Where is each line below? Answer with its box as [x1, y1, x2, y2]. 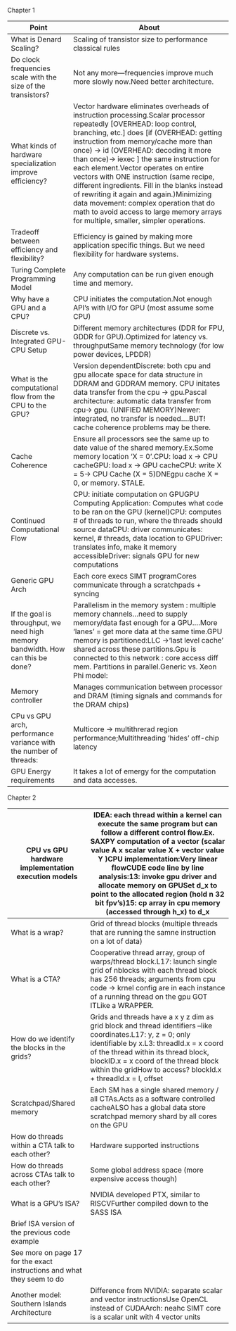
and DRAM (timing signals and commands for [72, 691, 223, 700]
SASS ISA [90, 1207, 122, 1217]
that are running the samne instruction [90, 928, 216, 937]
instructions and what [11, 1266, 82, 1275]
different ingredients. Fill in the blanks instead [72, 181, 223, 190]
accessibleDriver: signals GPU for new [72, 551, 200, 560]
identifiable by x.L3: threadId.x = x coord [90, 1038, 223, 1048]
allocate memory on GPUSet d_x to [98, 881, 218, 890]
